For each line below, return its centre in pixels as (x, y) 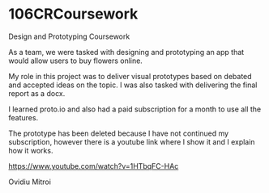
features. (23, 117)
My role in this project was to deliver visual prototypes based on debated (130, 76)
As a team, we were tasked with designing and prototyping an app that (126, 52)
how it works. (31, 150)
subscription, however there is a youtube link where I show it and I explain (132, 141)
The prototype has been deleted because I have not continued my (119, 133)
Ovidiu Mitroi (30, 182)
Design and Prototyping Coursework (69, 36)
